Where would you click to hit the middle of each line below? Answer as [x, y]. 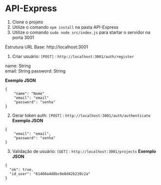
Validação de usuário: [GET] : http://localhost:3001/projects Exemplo [84, 151]
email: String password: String [35, 71]
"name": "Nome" [29, 93]
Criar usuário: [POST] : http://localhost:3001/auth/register [73, 56]
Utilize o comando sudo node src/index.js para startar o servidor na [81, 32]
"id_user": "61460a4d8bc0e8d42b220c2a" [50, 174]
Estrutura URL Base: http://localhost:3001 [47, 47]
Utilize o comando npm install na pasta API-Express [65, 27]
